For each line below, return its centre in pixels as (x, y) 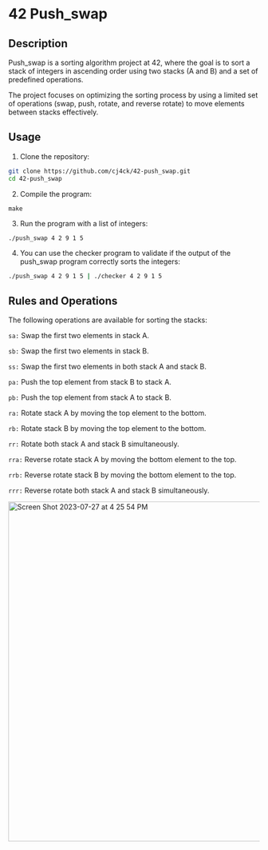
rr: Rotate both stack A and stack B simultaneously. (94, 444)
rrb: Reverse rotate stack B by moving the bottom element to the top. (122, 475)
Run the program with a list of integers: (84, 223)
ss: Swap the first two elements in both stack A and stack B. (108, 367)
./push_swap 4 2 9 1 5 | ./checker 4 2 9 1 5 (85, 276)
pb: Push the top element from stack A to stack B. (90, 397)
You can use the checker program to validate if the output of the (125, 253)
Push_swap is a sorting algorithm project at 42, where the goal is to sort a (129, 62)
